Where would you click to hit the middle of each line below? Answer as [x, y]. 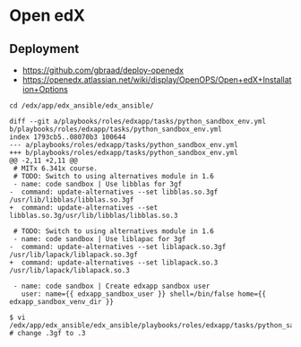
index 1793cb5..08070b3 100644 [68, 137]
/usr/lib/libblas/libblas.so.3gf [72, 200]
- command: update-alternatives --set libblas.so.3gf [114, 192]
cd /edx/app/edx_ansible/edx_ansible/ [82, 106]
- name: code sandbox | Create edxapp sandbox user [112, 286]
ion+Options [45, 89]
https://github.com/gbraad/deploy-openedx [103, 70]
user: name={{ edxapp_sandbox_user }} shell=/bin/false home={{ [144, 294]
